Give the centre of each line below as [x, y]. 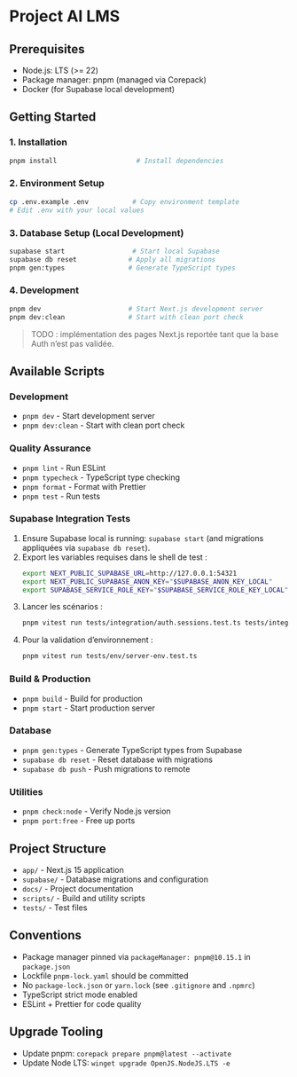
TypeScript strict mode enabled [80, 994]
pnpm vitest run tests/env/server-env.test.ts [109, 656]
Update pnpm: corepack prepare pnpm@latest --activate [127, 1053]
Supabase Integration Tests [70, 519]
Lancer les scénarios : [63, 607]
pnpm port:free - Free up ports [78, 821]
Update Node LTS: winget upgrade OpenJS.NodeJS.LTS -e [126, 1063]
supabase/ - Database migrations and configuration [115, 879]
